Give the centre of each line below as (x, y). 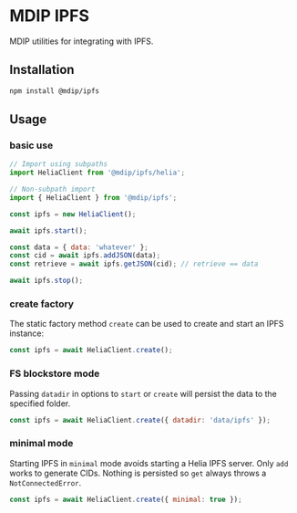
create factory (42, 304)
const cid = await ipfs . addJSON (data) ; (85, 256)
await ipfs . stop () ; (46, 281)
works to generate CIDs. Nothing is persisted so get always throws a (138, 473)
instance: (27, 333)
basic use (31, 145)
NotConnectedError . (46, 482)
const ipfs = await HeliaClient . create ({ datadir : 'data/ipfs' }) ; (140, 420)
